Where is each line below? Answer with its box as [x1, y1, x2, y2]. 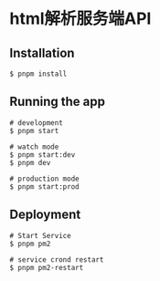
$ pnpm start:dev [9, 150, 76, 160]
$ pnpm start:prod [9, 182, 80, 192]
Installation [9, 45, 75, 60]
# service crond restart [9, 255, 104, 265]
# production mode [9, 174, 80, 183]
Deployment [9, 207, 81, 223]
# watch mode [9, 142, 59, 151]
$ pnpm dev [9, 158, 51, 167]
